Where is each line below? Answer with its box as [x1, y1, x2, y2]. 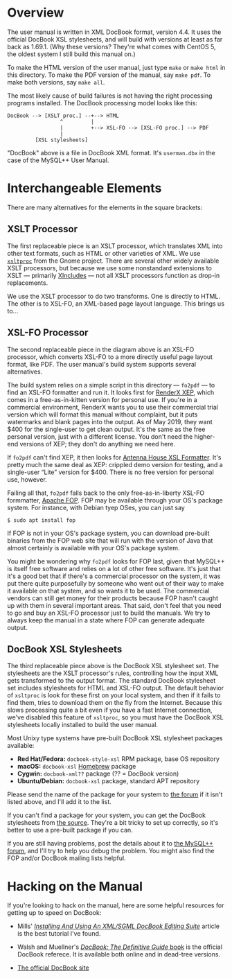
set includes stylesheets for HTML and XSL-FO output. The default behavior [7, 684, 224, 692]
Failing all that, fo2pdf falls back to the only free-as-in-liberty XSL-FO [7, 489, 205, 497]
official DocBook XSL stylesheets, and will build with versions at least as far [7, 35, 223, 43]
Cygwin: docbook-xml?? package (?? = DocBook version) [17, 769, 179, 778]
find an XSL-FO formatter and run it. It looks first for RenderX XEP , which [7, 388, 215, 396]
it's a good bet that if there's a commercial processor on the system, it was [7, 572, 221, 580]
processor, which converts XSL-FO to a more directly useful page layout [7, 352, 213, 361]
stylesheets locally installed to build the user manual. [7, 721, 158, 729]
